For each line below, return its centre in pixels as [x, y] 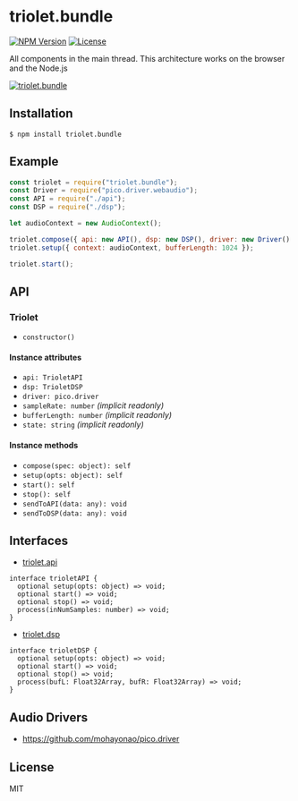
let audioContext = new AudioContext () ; [86, 224]
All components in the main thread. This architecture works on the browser [147, 58]
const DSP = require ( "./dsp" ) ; [68, 208]
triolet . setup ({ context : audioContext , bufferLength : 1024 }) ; [132, 248]
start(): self [48, 485]
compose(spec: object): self [77, 466]
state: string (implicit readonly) [83, 425]
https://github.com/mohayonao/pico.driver [101, 739]
